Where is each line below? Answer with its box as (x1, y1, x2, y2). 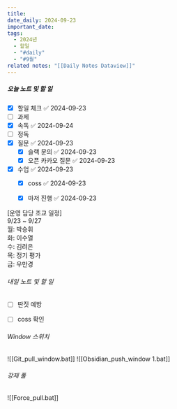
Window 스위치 (7, 333, 50, 341)
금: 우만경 (7, 260, 33, 268)
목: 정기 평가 (7, 251, 41, 259)
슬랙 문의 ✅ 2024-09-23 (27, 148, 97, 156)
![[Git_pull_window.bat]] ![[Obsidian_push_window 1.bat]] (7, 354, 171, 363)
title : (7, 10, 26, 17)
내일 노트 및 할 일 (7, 277, 54, 285)
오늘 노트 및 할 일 (7, 85, 53, 93)
